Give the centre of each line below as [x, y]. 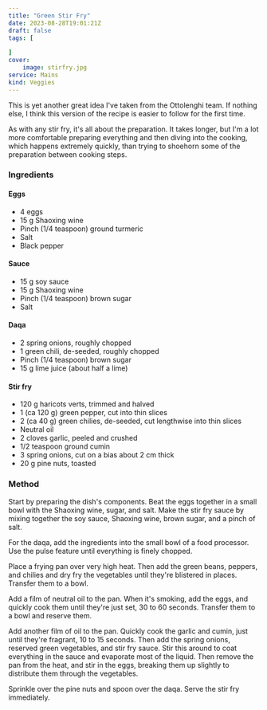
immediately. [29, 697]
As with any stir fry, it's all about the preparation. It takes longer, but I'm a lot [133, 129]
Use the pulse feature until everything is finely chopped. [100, 551]
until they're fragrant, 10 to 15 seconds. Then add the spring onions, [120, 639]
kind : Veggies [32, 82]
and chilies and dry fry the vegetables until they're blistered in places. [123, 575]
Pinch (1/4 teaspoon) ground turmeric [81, 229]
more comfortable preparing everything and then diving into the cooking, [128, 137]
